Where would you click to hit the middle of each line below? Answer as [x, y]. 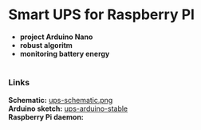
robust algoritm [46, 45]
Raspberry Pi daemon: [46, 116]
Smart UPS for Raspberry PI [102, 15]
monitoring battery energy [65, 53]
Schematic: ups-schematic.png [61, 100]
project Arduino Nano [56, 37]
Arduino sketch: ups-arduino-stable [68, 108]
